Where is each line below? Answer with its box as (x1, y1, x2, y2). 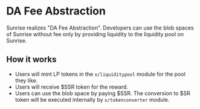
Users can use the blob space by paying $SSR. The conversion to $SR (15, 89, 190, 97)
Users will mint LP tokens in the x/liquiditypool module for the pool (15, 70, 186, 78)
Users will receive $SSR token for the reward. (15, 83, 129, 90)
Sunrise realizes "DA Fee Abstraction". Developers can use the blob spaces (6, 24, 195, 31)
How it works (6, 54, 57, 64)
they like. (15, 76, 38, 84)
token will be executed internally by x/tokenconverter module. (15, 96, 170, 103)
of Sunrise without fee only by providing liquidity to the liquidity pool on (6, 30, 184, 37)
